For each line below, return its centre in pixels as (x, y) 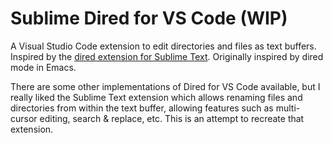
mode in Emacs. (43, 67)
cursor (24, 118)
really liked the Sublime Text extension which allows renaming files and (156, 97)
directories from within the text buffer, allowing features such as (142, 108)
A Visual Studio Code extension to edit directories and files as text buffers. (163, 46)
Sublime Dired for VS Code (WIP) (149, 18)
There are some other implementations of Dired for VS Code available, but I (165, 86)
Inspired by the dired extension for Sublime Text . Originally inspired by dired (167, 56)
